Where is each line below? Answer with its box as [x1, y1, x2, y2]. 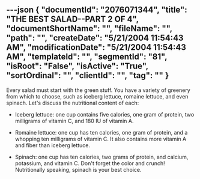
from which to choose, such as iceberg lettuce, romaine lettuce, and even [6, 93, 189, 100]
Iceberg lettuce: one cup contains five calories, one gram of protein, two [14, 111, 195, 118]
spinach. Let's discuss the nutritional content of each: [6, 99, 139, 106]
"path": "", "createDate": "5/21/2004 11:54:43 [6, 33, 184, 43]
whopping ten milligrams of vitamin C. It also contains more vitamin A [14, 135, 187, 142]
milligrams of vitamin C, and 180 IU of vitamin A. [14, 117, 134, 124]
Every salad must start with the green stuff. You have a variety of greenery [6, 86, 190, 94]
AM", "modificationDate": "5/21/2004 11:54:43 [6, 42, 186, 53]
